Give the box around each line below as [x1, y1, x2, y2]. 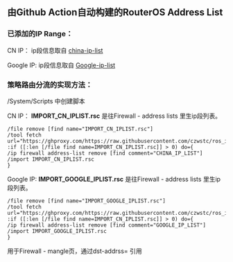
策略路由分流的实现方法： [7, 80, 93, 89]
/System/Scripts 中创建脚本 [7, 96, 85, 105]
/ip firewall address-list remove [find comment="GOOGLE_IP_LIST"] [7, 221, 207, 229]
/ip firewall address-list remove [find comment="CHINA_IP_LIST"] [7, 150, 203, 157]
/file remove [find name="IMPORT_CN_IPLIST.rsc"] [7, 125, 154, 132]
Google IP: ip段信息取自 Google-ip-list [7, 61, 116, 69]
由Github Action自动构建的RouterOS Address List [7, 6, 223, 19]
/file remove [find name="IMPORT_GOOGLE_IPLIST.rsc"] [7, 197, 166, 204]
